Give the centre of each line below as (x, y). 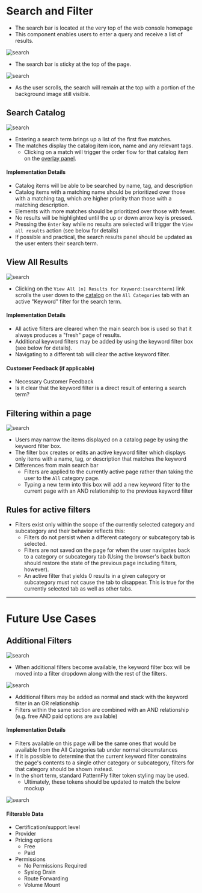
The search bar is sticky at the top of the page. (73, 64)
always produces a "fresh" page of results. (68, 335)
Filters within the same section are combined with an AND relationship (102, 709)
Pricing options (34, 840)
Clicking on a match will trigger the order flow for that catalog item (106, 152)
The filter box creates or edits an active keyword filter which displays (100, 452)
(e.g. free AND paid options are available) (66, 716)
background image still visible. (53, 94)
